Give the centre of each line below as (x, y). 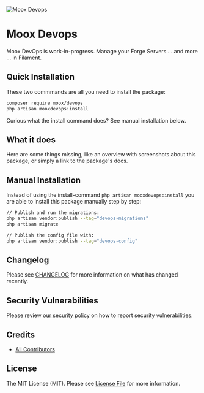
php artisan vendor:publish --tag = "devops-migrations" (78, 218)
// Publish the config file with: (50, 235)
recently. (17, 281)
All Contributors (35, 349)
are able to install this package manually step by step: (74, 202)
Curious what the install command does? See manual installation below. (96, 120)
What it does (31, 139)
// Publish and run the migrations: (53, 213)
